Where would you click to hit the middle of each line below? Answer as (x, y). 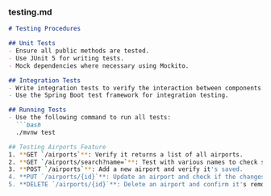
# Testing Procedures (45, 29)
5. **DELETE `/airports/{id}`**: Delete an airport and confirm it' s (128, 185)
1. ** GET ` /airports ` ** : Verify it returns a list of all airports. (126, 154)
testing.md (30, 12)
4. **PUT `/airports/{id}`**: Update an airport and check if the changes (137, 177)
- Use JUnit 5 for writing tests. (67, 58)
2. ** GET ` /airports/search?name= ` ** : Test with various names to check (133, 162)
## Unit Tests (32, 44)
